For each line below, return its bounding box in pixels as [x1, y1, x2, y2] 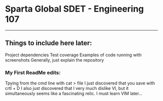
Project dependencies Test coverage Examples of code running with [5, 52, 142, 58]
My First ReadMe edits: [5, 69, 61, 76]
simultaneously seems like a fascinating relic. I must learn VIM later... [5, 91, 143, 97]
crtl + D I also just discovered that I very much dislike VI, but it [5, 85, 129, 91]
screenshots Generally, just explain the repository [5, 57, 104, 63]
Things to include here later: [5, 39, 92, 47]
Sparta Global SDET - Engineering [5, 3, 144, 15]
